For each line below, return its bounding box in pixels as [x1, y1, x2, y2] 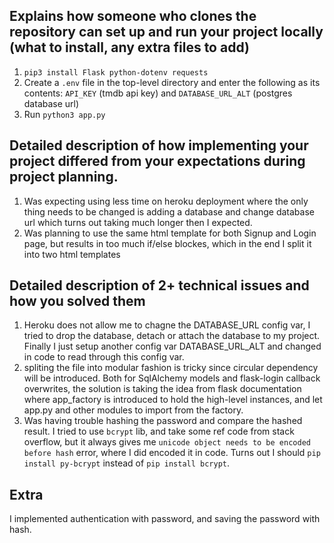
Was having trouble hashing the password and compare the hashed [23, 415, 303, 427]
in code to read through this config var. [23, 351, 185, 363]
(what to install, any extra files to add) [9, 39, 250, 56]
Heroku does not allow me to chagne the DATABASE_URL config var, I [23, 319, 311, 331]
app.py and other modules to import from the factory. [23, 404, 244, 416]
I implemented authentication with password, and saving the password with [9, 513, 321, 525]
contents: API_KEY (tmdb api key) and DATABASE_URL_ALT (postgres [23, 87, 293, 99]
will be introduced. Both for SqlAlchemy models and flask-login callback [23, 372, 321, 384]
